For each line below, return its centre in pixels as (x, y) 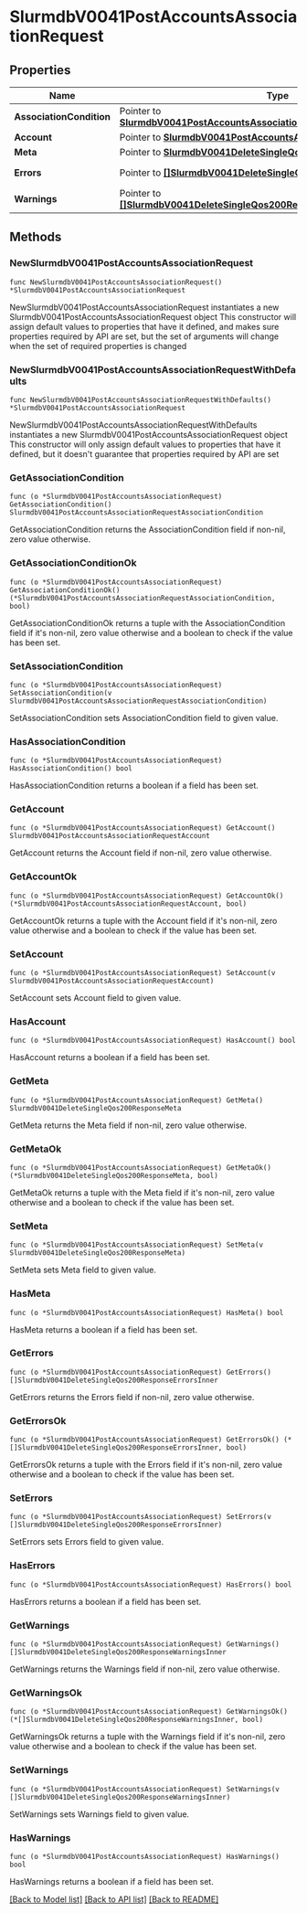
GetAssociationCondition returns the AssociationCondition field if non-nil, (148, 530)
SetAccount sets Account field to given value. (95, 998)
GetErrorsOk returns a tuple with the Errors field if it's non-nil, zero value (146, 1465)
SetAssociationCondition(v (61, 693)
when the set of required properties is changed (98, 345)
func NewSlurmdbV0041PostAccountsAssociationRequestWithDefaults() (141, 399)
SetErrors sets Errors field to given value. (87, 1542)
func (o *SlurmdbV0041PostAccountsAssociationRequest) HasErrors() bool (151, 1584)
